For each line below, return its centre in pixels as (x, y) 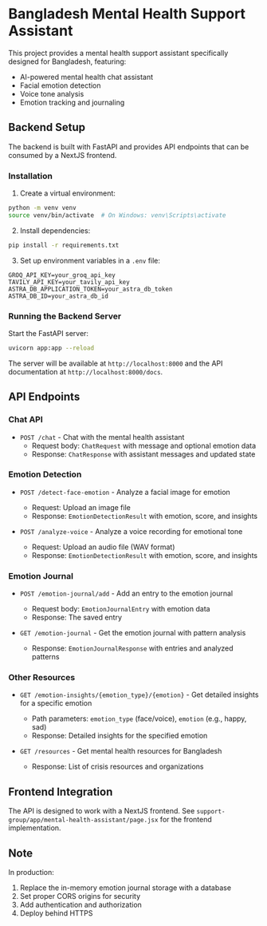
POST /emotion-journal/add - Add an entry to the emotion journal (126, 594)
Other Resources (42, 678)
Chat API (26, 420)
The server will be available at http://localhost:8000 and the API (116, 363)
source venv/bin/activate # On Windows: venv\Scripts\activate (117, 215)
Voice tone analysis (52, 93)
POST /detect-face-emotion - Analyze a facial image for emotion (125, 492)
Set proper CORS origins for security (80, 896)
